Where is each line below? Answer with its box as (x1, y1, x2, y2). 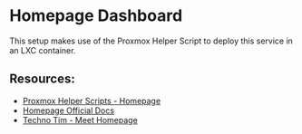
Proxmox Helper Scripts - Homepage (22, 95, 161, 106)
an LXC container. (9, 44, 76, 55)
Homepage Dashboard (9, 5, 183, 26)
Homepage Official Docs (22, 105, 115, 116)
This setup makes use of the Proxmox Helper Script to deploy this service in (9, 35, 293, 46)
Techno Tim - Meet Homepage (22, 114, 138, 125)
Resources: (9, 72, 75, 87)
